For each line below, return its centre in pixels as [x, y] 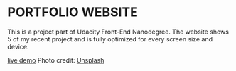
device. [18, 46]
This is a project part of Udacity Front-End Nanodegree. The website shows [118, 32]
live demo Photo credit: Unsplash [56, 60]
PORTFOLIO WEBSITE [73, 12]
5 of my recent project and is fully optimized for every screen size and [110, 39]
